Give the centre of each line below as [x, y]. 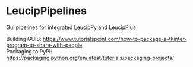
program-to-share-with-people [44, 45]
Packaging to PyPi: [29, 51]
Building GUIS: [24, 39]
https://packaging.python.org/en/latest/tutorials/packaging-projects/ [90, 58]
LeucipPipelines [47, 11]
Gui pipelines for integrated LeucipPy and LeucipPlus [71, 27]
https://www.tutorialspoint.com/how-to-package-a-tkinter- [115, 39]
